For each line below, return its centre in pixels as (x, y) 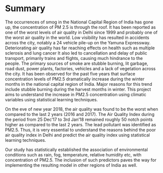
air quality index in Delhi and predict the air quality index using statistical (77, 135)
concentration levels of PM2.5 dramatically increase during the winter (75, 79)
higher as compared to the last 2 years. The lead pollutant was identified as (81, 124)
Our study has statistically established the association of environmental (77, 150)
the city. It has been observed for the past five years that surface (70, 74)
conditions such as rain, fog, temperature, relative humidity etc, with (73, 154)
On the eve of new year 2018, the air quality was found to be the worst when (81, 109)
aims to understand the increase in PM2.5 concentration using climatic (76, 94)
